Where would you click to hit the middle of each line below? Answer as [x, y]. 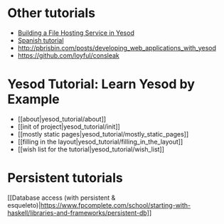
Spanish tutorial [41, 40]
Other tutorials [52, 13]
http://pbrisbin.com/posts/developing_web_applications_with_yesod [117, 48]
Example [33, 99]
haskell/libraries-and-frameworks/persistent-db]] [79, 213]
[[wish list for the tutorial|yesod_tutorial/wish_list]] [91, 149]
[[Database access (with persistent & [62, 198]
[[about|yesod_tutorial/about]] [62, 119]
